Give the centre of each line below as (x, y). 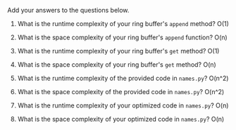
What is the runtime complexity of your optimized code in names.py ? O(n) (123, 105)
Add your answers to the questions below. (68, 10)
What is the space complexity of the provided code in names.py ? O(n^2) (121, 92)
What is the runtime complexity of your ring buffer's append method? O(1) (123, 24)
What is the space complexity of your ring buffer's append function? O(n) (122, 37)
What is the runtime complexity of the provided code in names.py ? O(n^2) (123, 78)
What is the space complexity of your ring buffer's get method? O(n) (117, 65)
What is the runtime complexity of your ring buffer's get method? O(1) (118, 51)
